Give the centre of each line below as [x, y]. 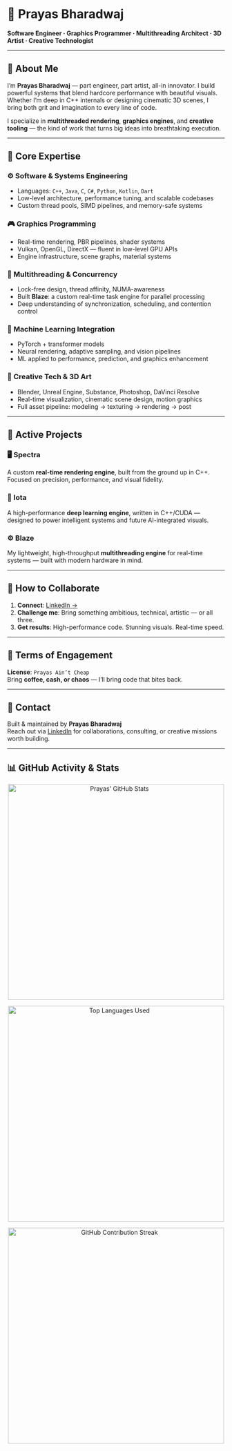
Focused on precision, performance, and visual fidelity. [86, 480]
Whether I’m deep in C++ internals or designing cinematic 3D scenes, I [108, 100]
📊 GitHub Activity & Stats [63, 768]
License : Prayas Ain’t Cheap [48, 672]
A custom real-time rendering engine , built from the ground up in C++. [109, 472]
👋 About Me [33, 69]
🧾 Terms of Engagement [60, 655]
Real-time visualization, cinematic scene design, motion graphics [109, 399]
